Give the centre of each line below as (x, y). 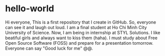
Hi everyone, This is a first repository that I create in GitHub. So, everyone (81, 22)
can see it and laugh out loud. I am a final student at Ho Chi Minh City (76, 27)
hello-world (30, 9)
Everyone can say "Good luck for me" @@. (49, 48)
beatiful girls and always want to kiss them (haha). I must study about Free (81, 38)
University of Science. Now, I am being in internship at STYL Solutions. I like (83, 32)
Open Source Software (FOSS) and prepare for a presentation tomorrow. (79, 43)
